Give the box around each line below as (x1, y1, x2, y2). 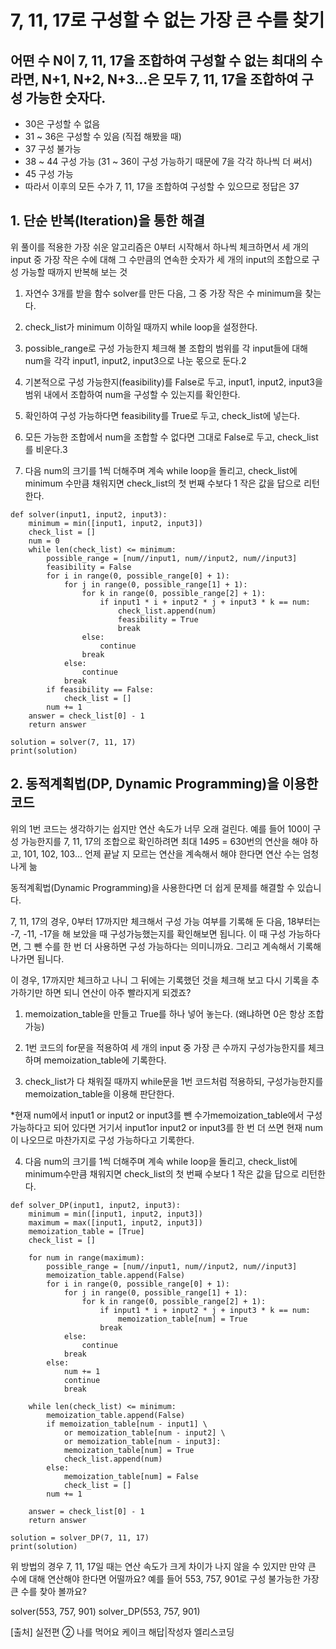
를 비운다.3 (24, 443, 68, 455)
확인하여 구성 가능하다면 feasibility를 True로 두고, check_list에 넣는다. (24, 409, 301, 421)
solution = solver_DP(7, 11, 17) (10, 1532, 150, 1543)
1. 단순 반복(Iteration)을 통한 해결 (10, 212, 206, 230)
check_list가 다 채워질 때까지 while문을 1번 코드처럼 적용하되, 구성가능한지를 (24, 1075, 324, 1087)
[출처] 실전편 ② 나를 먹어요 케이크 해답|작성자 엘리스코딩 (10, 1626, 235, 1638)
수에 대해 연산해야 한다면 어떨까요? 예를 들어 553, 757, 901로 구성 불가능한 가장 (10, 1572, 320, 1585)
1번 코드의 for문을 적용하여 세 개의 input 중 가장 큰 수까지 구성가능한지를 (24, 1041, 307, 1053)
